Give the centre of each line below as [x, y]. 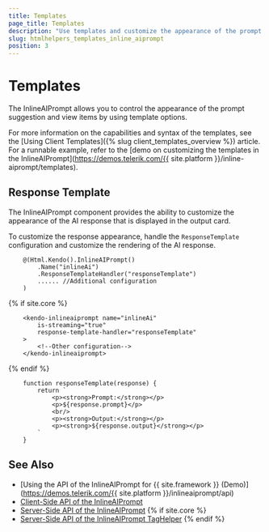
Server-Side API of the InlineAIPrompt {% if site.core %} [113, 510]
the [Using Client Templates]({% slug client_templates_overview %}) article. [134, 142]
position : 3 [28, 46]
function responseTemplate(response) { [90, 383]
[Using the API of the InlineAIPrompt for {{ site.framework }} [120, 484]
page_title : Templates [46, 23]
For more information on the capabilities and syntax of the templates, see [130, 133]
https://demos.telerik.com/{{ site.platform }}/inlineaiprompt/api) [128, 493]
